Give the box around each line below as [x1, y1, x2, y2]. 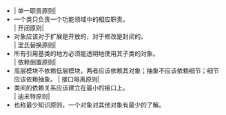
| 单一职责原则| [13, 7, 56, 14]
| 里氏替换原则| [13, 41, 56, 49]
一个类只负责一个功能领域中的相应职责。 [13, 15, 129, 23]
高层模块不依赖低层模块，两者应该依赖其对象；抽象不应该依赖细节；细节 [13, 66, 219, 75]
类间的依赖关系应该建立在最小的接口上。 [13, 84, 129, 92]
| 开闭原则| [13, 24, 45, 31]
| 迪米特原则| [13, 92, 50, 100]
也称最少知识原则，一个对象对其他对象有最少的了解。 [13, 101, 165, 109]
